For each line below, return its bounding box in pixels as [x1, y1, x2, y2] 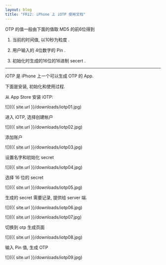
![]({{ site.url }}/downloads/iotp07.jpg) [5, 214, 82, 220]
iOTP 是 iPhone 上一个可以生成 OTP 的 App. [5, 73, 94, 79]
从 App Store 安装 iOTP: [5, 94, 53, 100]
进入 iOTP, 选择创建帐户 [5, 114, 53, 120]
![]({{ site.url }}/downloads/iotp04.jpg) [5, 164, 83, 170]
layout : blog [5, 7, 32, 12]
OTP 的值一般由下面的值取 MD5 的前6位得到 [5, 26, 95, 32]
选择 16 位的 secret [5, 174, 43, 180]
